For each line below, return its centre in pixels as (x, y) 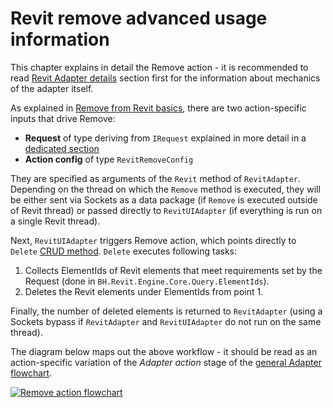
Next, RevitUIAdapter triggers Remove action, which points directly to (153, 240)
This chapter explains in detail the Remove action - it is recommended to (159, 67)
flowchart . (31, 373)
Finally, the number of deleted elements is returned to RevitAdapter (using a (166, 311)
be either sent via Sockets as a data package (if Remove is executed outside (164, 199)
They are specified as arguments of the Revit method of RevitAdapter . (156, 178)
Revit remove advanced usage (139, 18)
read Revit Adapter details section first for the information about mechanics (165, 78)
